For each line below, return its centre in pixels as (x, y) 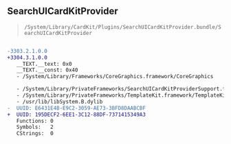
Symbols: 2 (35, 127)
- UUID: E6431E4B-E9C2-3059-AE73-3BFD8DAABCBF (77, 108)
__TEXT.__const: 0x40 (47, 70)
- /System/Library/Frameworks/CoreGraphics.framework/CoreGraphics (115, 77)
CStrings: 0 (35, 134)
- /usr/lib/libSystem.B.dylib (59, 101)
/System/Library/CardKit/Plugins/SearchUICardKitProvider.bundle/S (122, 27)
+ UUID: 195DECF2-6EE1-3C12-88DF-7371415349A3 (77, 115)
